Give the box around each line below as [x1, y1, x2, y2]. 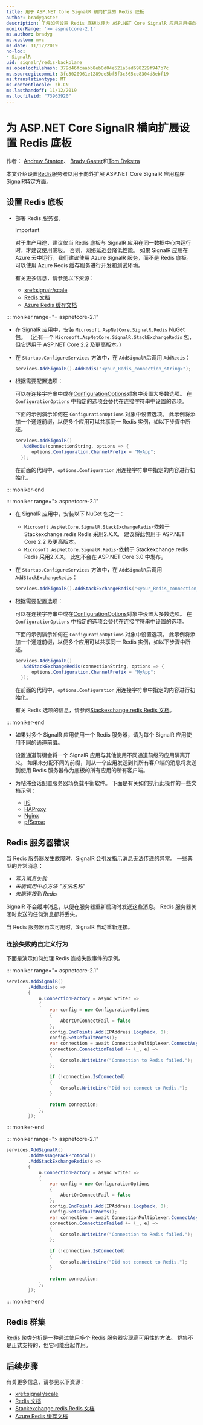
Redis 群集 [6, 1317, 46, 1327]
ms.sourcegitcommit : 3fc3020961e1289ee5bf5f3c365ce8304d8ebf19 [6, 71, 169, 77]
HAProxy [24, 806, 47, 813]
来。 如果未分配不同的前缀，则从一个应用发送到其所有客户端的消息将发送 [14, 759, 197, 766]
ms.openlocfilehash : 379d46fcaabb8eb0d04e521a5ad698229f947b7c [6, 65, 169, 71]
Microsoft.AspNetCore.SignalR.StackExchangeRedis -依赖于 [24, 523, 170, 530]
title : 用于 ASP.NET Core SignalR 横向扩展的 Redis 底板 [6, 8, 144, 15]
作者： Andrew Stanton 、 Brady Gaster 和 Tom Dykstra [6, 157, 140, 164]
